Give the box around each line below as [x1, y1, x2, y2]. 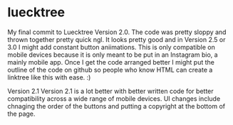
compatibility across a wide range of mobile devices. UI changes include [7, 94, 221, 103]
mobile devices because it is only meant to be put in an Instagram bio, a [7, 50, 219, 59]
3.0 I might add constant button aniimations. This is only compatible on [7, 43, 215, 51]
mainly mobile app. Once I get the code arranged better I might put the [7, 58, 215, 66]
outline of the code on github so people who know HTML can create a [7, 65, 213, 74]
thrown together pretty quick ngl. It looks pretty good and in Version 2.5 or [7, 35, 226, 43]
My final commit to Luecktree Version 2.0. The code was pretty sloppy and [7, 28, 227, 36]
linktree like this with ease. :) [7, 72, 91, 82]
